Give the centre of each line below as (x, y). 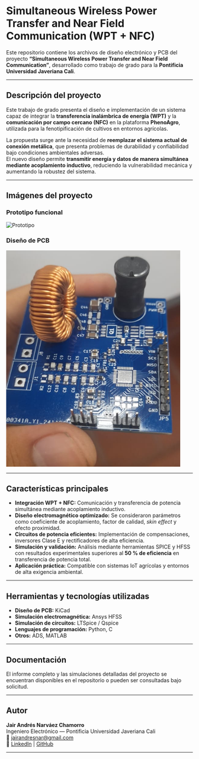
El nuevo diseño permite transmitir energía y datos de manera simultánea (97, 159)
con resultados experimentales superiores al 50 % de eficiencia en (97, 553)
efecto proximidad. (38, 528)
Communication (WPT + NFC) (81, 36)
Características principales (57, 488)
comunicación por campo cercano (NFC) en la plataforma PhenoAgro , (93, 122)
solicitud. (17, 687)
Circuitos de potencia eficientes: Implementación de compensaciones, (102, 534)
